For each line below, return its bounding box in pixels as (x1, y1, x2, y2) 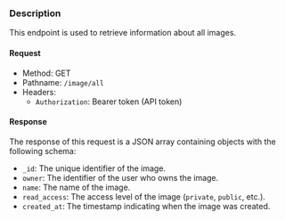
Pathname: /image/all (21, 77, 104, 87)
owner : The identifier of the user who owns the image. (21, 172, 219, 183)
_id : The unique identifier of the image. (21, 163, 167, 174)
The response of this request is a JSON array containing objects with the (9, 136, 276, 147)
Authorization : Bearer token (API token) (35, 96, 183, 107)
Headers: (21, 86, 56, 97)
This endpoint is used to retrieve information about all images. (9, 28, 237, 38)
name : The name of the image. (21, 182, 131, 192)
